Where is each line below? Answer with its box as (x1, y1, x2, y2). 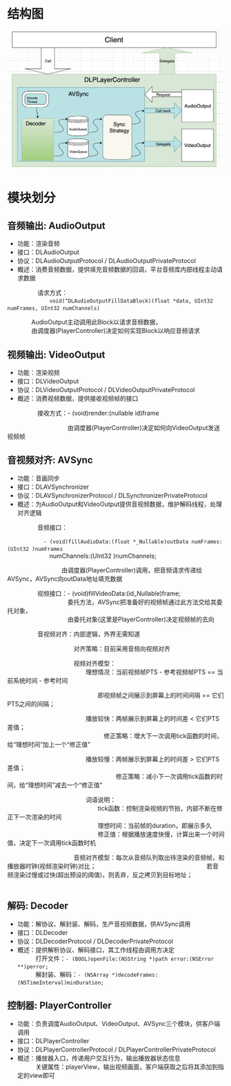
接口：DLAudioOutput (17, 248, 80, 256)
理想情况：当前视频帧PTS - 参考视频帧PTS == (86, 668, 216, 676)
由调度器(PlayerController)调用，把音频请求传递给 (61, 565, 203, 574)
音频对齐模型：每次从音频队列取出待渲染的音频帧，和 (73, 853, 225, 862)
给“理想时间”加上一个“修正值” (7, 740, 91, 748)
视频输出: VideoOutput (7, 349, 106, 360)
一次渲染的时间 (19, 813, 62, 821)
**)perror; (17, 963, 49, 970)
